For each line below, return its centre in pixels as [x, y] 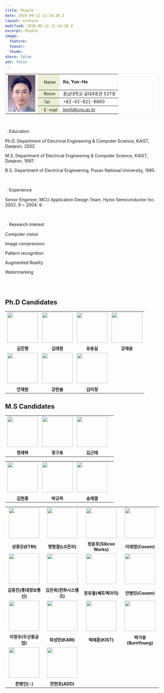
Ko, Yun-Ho [75, 82]
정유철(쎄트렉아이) [101, 593]
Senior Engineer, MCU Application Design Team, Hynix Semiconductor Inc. [80, 200]
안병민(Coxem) [140, 593]
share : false [18, 57]
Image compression [25, 244]
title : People [20, 10]
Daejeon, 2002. [21, 146]
